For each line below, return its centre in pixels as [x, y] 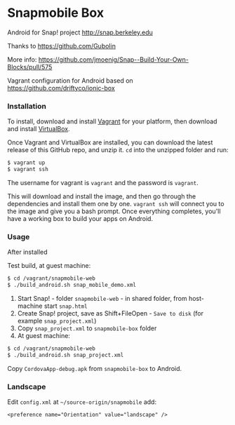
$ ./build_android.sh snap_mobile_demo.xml [72, 285]
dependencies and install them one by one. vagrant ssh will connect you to [116, 203]
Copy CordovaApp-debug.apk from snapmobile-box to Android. [95, 368]
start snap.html [66, 306]
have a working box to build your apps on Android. [80, 218]
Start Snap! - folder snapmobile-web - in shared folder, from [102, 299]
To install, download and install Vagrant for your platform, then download [112, 121]
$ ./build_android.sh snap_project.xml [66, 355]
